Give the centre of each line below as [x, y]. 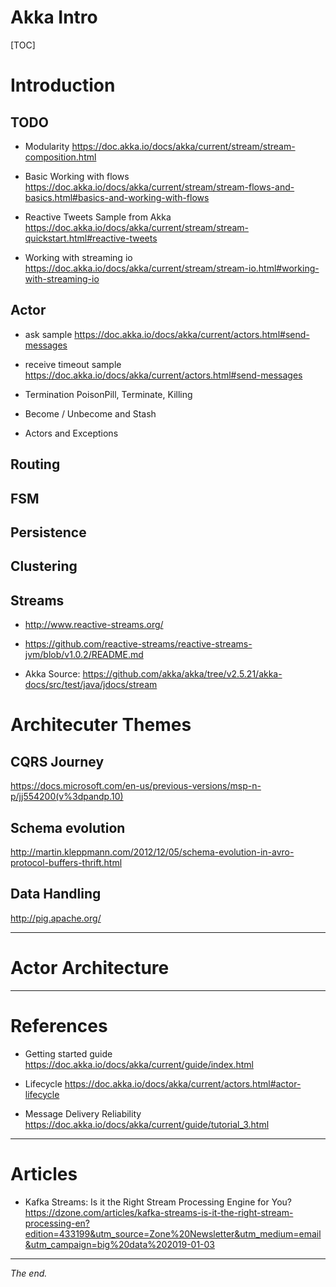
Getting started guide [68, 1053]
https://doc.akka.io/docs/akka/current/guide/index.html [139, 1064]
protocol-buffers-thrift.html [66, 862]
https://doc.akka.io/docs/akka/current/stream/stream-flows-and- [159, 187]
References [59, 1025]
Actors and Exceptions [71, 433]
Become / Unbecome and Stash [90, 413]
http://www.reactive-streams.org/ [94, 625]
